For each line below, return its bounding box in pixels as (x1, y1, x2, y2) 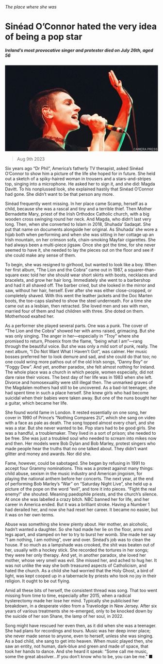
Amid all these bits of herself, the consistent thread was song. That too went (5, 588, 158, 594)
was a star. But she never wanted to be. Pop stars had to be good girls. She (5, 425, 156, 431)
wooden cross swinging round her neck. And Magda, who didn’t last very (5, 216, 151, 222)
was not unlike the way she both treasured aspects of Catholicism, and (5, 562, 147, 568)
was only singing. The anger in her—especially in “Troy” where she (5, 333, 139, 339)
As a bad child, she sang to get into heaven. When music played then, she (5, 638, 153, 644)
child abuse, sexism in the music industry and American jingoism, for (5, 471, 143, 477)
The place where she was (5, 4, 57, 10)
